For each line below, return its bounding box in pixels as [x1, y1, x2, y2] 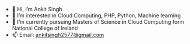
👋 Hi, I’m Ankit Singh [11, 6, 63, 12]
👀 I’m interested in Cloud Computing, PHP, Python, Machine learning [11, 12, 181, 19]
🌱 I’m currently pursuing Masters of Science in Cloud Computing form [11, 18, 185, 25]
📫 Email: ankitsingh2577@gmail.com [11, 32, 104, 38]
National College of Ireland [11, 24, 78, 32]
